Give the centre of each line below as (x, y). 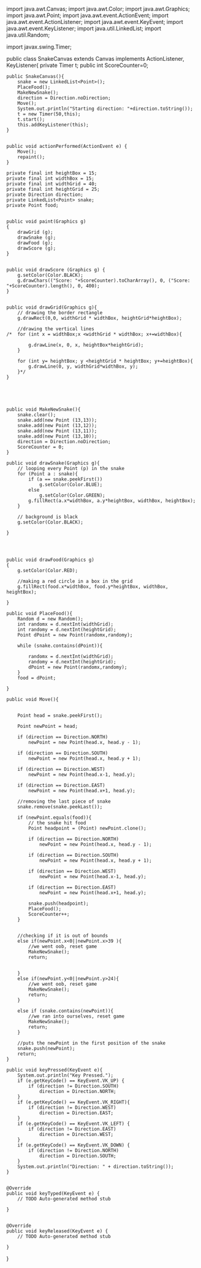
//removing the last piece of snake (64, 802)
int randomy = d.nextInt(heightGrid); (67, 630)
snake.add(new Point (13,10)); (57, 436)
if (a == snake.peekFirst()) (66, 479)
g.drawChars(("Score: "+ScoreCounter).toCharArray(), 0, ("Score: (104, 280)
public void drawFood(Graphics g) (51, 560)
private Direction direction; (45, 195)
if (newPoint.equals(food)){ (55, 818)
